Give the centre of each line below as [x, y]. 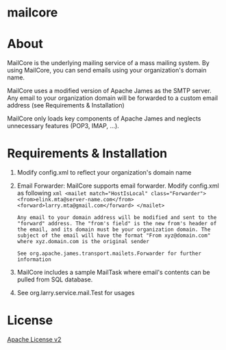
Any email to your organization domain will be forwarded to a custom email [112, 98]
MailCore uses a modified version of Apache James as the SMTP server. [109, 91]
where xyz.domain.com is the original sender [83, 242]
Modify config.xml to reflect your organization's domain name [104, 173]
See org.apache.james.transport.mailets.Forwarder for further [109, 254]
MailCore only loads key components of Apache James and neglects [104, 118]
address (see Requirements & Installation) [66, 105]
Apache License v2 [34, 339]
